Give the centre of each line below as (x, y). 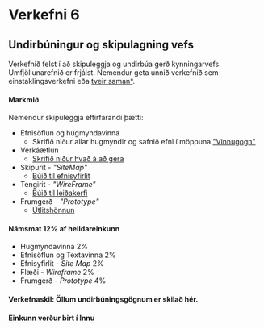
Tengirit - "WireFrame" (58, 185)
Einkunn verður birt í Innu (52, 318)
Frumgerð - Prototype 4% (63, 281)
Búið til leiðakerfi (60, 193)
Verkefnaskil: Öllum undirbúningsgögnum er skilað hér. (103, 299)
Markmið (24, 99)
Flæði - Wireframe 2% (57, 273)
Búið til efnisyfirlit (61, 176)
